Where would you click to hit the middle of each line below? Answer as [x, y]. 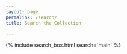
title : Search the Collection [44, 23]
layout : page [22, 12]
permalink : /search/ [32, 17]
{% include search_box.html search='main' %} [63, 45]
